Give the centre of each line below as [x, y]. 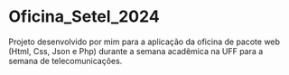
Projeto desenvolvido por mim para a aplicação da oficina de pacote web [144, 42]
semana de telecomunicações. [65, 61]
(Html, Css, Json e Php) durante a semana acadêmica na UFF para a [136, 51]
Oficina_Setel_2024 [84, 17]
